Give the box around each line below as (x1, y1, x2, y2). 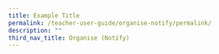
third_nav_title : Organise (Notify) (8, 33, 130, 42)
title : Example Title (8, 11, 80, 20)
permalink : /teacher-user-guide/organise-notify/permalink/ (8, 19, 213, 27)
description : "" (8, 26, 62, 34)
